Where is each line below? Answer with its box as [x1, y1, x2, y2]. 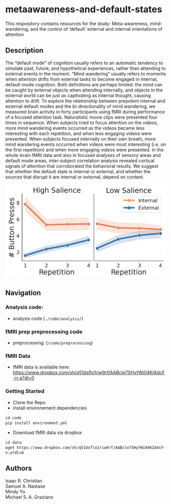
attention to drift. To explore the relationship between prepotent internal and [5, 98, 165, 104]
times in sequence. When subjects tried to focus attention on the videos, [5, 119, 159, 126]
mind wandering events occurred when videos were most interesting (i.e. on [5, 141, 166, 147]
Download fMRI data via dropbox [12, 429, 82, 436]
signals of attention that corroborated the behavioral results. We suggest [5, 163, 159, 169]
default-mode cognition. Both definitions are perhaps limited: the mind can [5, 81, 163, 87]
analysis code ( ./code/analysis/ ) [12, 315, 83, 322]
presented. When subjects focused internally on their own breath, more [5, 135, 156, 142]
